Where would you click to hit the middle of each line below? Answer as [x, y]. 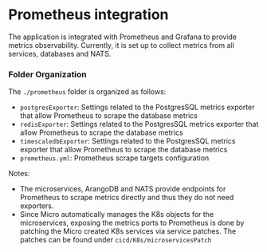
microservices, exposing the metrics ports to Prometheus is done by [132, 223]
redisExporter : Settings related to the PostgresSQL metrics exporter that [139, 124]
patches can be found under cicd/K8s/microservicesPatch [116, 240]
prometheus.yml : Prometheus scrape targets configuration [114, 158]
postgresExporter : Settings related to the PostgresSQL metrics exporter [137, 107]
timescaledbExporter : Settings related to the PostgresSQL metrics [128, 141]
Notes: [19, 174]
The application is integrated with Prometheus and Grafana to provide [123, 37]
